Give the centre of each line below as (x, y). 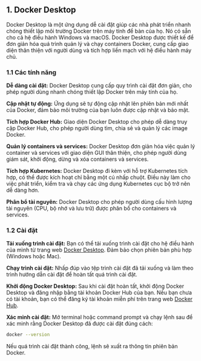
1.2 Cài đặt (22, 230)
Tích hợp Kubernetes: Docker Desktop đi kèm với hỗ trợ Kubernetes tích (97, 171)
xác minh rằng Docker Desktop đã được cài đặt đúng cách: (80, 324)
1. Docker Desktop (41, 10)
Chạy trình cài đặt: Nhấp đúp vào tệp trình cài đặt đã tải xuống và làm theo (100, 268)
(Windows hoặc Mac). (34, 256)
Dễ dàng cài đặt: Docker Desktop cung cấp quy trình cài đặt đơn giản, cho (99, 86)
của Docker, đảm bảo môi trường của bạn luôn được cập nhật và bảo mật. (98, 110)
